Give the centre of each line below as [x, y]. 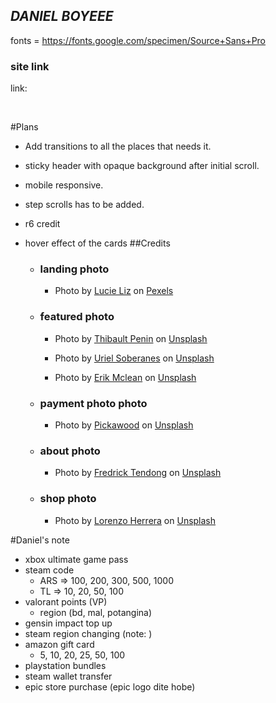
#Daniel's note [40, 540]
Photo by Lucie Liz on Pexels [114, 291]
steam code [49, 570]
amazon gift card [59, 644]
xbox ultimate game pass [76, 559]
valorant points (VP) [66, 601]
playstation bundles [65, 665]
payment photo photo [93, 403]
